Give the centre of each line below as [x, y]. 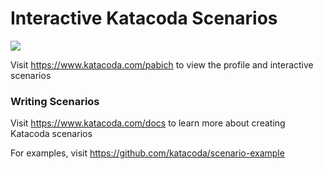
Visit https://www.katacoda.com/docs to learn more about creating [148, 123]
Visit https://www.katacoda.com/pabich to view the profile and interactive [162, 64]
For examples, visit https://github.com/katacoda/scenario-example [147, 153]
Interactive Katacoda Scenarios [144, 18]
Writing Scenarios [55, 101]
